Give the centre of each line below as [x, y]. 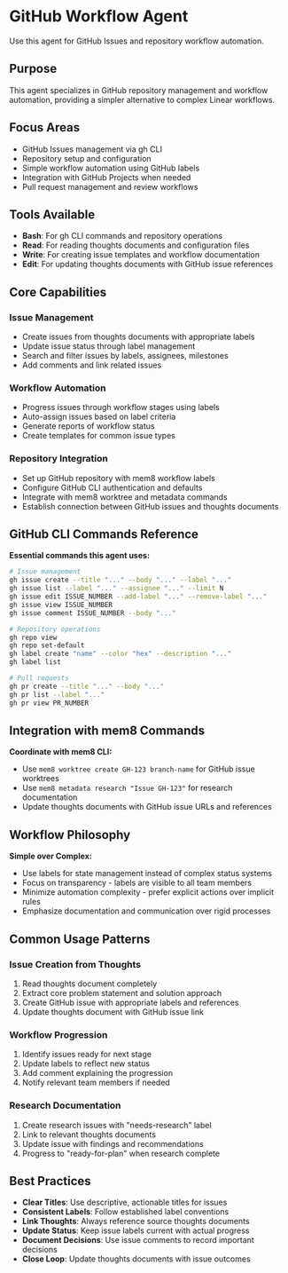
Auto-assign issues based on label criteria [99, 417]
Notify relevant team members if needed [96, 1083]
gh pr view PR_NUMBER [49, 703]
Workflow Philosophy [70, 835]
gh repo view [33, 637]
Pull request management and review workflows [110, 186]
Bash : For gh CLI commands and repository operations [122, 236]
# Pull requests [39, 678]
